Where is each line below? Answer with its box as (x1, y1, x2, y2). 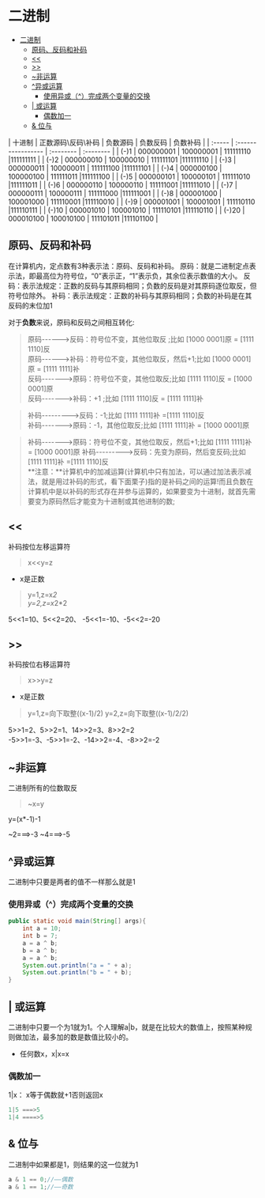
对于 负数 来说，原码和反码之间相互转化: (8, 317, 136, 327)
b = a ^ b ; (22, 947, 58, 954)
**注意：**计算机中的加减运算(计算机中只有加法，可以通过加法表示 (27, 467, 244, 476)
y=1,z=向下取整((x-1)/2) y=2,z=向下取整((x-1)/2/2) (27, 709, 189, 718)
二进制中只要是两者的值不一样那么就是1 (8, 877, 136, 886)
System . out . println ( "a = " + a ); (22, 962, 132, 969)
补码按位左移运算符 (8, 542, 71, 551)
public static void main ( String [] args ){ (8, 917, 147, 925)
